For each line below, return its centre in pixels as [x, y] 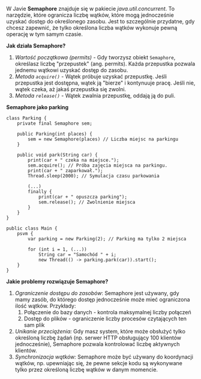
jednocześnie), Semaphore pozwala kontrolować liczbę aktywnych [97, 344]
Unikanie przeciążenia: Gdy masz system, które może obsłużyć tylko [100, 331]
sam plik [34, 325]
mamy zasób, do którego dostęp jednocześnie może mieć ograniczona [102, 300]
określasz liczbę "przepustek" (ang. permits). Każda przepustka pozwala [105, 64]
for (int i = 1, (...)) [57, 249]
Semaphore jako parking [37, 107]
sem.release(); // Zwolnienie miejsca [87, 202]
